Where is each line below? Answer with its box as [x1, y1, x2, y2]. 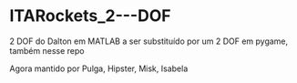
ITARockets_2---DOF [9, 5, 171, 26]
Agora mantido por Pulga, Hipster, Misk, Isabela [9, 63, 189, 74]
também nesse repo [9, 45, 85, 56]
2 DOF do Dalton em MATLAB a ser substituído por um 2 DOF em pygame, [9, 36, 289, 47]
